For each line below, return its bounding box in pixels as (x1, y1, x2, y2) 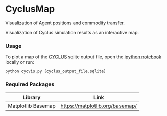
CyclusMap (5, 3, 55, 15)
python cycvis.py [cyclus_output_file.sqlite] (5, 69, 106, 74)
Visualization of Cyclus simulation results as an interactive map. (5, 29, 139, 35)
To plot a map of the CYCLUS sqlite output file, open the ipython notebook (5, 54, 162, 60)
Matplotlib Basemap (8, 102, 56, 109)
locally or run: (5, 59, 34, 65)
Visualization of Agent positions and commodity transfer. (5, 20, 125, 26)
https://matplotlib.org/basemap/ (60, 102, 137, 109)
